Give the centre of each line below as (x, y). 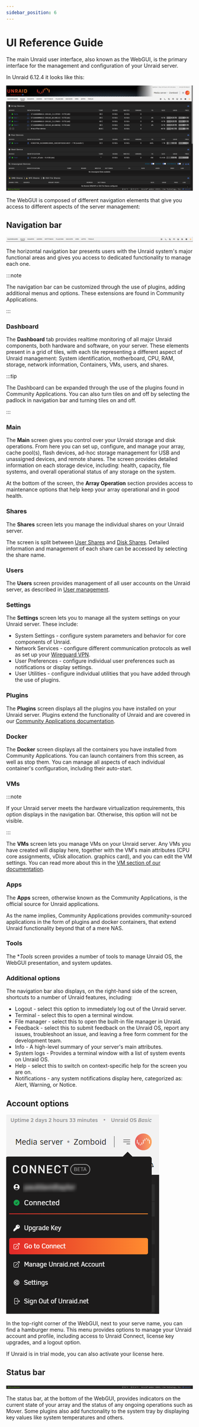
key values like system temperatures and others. (65, 1417)
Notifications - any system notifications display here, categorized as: (99, 1078)
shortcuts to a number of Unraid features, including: (70, 998)
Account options (38, 1103)
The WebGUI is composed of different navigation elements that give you (94, 200)
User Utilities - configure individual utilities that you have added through (102, 674)
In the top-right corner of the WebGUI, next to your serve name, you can (94, 1323)
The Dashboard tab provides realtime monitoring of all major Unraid (89, 340)
